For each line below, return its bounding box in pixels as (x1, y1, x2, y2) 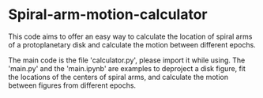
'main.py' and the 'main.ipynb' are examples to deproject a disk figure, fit (8, 63, 246, 73)
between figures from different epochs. (8, 81, 137, 90)
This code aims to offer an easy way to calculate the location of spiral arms (8, 32, 253, 41)
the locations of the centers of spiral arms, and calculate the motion (8, 72, 229, 81)
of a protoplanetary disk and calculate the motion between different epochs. (8, 40, 257, 49)
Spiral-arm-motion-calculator (8, 6, 208, 24)
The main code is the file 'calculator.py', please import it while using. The (8, 55, 246, 65)
